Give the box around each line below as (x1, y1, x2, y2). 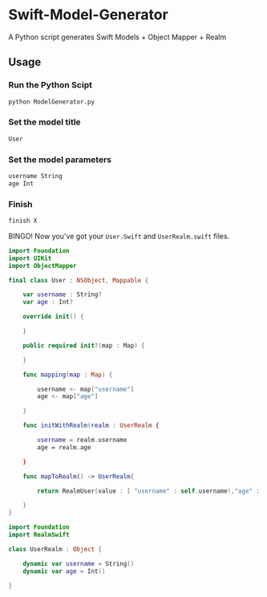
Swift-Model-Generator (8, 6, 168, 24)
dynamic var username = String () (22, 559, 135, 567)
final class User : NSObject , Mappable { (8, 276, 149, 284)
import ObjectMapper (8, 262, 78, 270)
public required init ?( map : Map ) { (22, 341, 146, 350)
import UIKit (8, 254, 52, 262)
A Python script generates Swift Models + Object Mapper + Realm (8, 32, 227, 42)
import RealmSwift (8, 531, 70, 539)
